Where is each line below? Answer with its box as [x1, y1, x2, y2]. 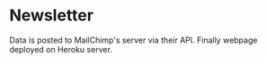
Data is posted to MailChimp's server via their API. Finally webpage [9, 35, 258, 45]
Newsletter [9, 5, 94, 26]
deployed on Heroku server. [9, 43, 112, 54]
